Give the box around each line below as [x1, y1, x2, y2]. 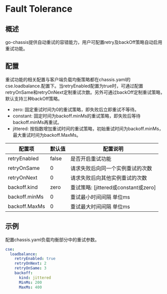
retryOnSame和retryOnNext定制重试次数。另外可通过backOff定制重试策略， [5, 89, 165, 95]
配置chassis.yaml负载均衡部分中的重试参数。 [5, 236, 100, 242]
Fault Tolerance [5, 3, 73, 15]
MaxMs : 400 [18, 284, 42, 290]
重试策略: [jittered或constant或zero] [70, 184, 156, 191]
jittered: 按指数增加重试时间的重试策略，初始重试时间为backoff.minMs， [12, 126, 164, 132]
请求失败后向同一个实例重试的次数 [70, 164, 152, 171]
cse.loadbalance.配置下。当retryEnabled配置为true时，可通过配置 [5, 83, 144, 89]
